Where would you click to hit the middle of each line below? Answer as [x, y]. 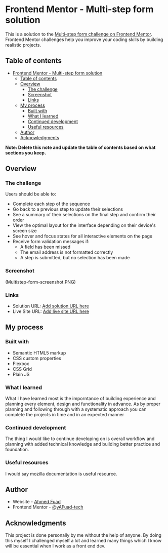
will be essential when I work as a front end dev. [55, 546]
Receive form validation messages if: [51, 242]
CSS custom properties [37, 358]
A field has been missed [45, 247]
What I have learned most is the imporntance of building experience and [80, 399]
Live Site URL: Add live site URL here [51, 311]
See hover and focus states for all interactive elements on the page [82, 236]
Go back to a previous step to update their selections [68, 209]
